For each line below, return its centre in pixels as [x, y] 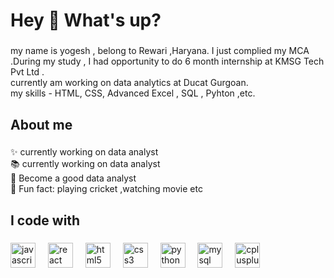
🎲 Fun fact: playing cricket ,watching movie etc [106, 189]
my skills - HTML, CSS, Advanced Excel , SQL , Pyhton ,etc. [133, 93]
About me [41, 124]
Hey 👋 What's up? [86, 20]
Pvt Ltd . [27, 72]
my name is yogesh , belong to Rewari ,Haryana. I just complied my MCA [160, 51]
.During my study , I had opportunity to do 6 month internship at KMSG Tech [167, 61]
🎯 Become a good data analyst [73, 178]
